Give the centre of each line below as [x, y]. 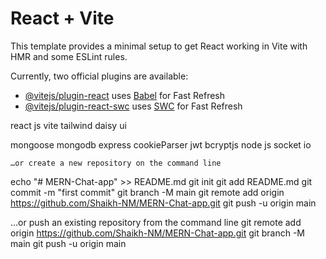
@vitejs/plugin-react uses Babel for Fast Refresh [125, 95]
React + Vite [62, 18]
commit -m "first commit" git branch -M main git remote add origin [147, 192]
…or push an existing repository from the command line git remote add [156, 222]
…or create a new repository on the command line [116, 163]
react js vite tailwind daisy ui [68, 125]
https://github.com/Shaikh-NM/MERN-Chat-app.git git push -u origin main [163, 203]
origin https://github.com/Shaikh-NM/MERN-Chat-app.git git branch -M [157, 233]
